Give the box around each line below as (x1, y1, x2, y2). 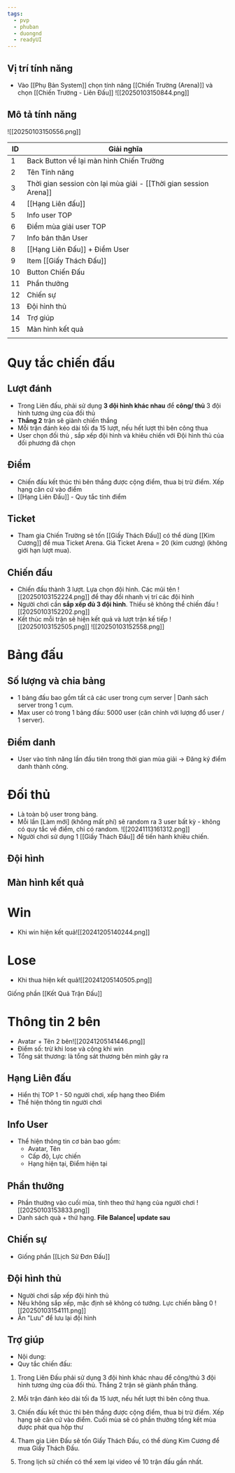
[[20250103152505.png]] (17, 622, 90, 631)
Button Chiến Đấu (27, 267, 85, 277)
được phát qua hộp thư (17, 1423, 84, 1432)
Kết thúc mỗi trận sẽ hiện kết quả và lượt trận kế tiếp (17, 615, 168, 624)
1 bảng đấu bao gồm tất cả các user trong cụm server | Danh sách (17, 694, 208, 702)
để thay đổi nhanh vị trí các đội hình (90, 593, 194, 601)
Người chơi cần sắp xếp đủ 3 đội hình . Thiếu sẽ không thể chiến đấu (17, 600, 215, 609)
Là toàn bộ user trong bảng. (17, 809, 98, 818)
